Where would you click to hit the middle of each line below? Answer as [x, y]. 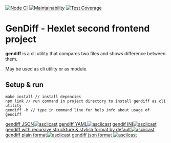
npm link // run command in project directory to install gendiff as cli [86, 101]
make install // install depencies [43, 97]
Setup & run [25, 85]
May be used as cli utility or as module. [47, 68]
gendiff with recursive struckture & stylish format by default [68, 129]
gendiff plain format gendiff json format [59, 135]
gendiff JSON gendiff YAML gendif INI [69, 124]
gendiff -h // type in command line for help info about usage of [78, 110]
